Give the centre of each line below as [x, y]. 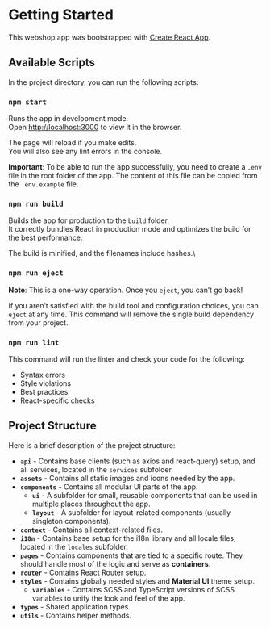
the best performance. [46, 238]
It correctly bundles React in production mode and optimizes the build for [130, 229]
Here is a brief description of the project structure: [92, 445]
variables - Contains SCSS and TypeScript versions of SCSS [133, 589]
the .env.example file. [44, 184]
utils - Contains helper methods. [75, 615]
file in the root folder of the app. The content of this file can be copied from [133, 176]
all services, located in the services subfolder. [96, 469]
